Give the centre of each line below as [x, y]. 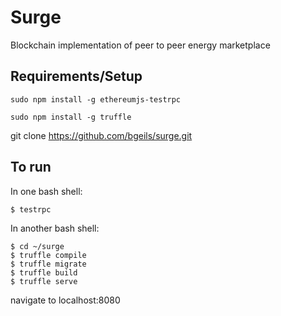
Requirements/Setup [76, 76]
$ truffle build [44, 272]
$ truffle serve [44, 281]
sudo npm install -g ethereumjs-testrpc [96, 99]
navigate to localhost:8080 [65, 300]
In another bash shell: [55, 228]
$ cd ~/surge [37, 246]
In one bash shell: [46, 191]
